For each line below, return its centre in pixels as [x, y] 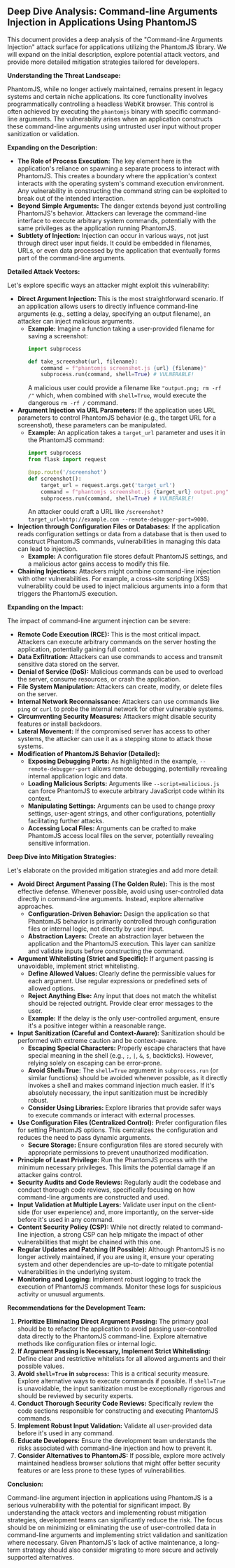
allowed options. [51, 988]
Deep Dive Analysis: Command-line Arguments [113, 12]
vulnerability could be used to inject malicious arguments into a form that [122, 586]
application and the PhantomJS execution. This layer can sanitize [121, 944]
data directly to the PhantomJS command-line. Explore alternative [112, 1336]
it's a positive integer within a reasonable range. [97, 1026]
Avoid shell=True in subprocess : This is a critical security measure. [113, 1374]
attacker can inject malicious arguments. [76, 321]
